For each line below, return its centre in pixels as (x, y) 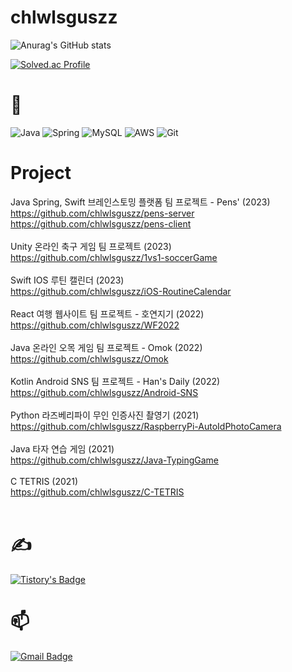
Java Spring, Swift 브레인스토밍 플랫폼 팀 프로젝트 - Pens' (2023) (140, 202)
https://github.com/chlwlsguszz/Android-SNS (104, 392)
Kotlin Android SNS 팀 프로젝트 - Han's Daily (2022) (115, 381)
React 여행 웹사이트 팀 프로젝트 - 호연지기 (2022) (107, 313)
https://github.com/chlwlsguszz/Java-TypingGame (115, 460)
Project (41, 173)
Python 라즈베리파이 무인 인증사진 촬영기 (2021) (105, 415)
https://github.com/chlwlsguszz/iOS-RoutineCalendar (121, 291)
